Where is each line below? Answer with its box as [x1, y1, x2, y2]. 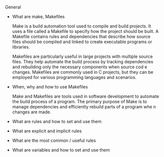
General [5, 4, 21, 10]
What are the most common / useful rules [12, 137, 96, 143]
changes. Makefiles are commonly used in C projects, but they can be [12, 69, 153, 75]
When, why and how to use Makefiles [12, 84, 88, 90]
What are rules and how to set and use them [12, 119, 102, 124]
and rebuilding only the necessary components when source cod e [12, 64, 147, 70]
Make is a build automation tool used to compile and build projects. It [12, 23, 151, 29]
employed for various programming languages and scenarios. [12, 75, 137, 80]
